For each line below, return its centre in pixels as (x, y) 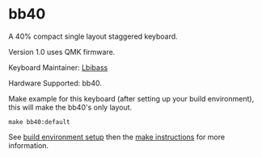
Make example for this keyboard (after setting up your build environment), (131, 98)
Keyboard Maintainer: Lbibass (58, 67)
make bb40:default (39, 122)
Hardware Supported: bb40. (55, 83)
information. (29, 145)
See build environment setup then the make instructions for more (116, 137)
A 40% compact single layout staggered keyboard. (93, 36)
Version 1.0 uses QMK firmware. (62, 52)
